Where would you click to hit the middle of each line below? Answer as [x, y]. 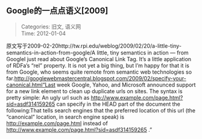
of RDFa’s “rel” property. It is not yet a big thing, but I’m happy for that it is [98, 65]
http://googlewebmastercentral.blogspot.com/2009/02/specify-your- [100, 78]
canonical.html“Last [31, 85]
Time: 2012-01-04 [43, 33]
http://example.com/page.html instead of [57, 123]
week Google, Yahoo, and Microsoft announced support [126, 85]
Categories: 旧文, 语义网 [51, 27]
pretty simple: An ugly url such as [48, 97]
